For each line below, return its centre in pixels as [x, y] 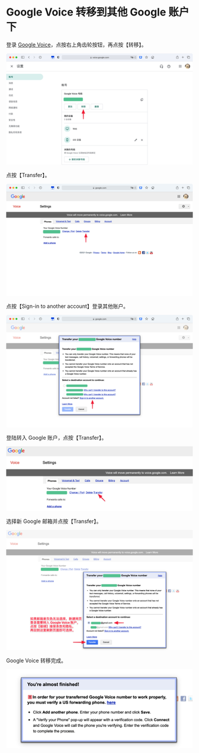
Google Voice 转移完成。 [36, 661]
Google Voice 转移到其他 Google [86, 12]
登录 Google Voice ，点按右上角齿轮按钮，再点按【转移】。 [76, 45]
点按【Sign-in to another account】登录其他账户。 [68, 306]
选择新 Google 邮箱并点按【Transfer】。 [54, 521]
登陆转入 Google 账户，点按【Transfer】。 [57, 437]
